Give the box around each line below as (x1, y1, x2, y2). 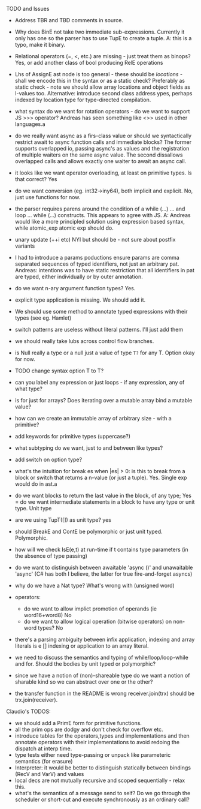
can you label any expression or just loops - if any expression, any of (14, 379, 185, 386)
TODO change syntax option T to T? (14, 367, 104, 374)
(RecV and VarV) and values (14, 771, 84, 777)
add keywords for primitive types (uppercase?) (14, 433, 130, 440)
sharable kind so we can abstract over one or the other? (14, 678, 153, 685)
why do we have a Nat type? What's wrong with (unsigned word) (14, 582, 175, 589)
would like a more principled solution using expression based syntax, (14, 218, 185, 225)
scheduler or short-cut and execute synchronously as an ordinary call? (14, 796, 190, 803)
